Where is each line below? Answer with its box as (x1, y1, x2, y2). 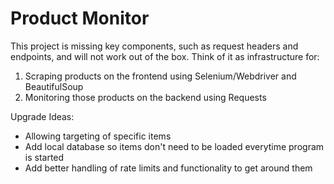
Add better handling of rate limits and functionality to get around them (24, 162, 313, 174)
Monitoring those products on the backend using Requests (24, 91, 267, 103)
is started (24, 151, 65, 163)
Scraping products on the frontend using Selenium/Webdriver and (24, 70, 297, 82)
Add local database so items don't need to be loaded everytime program (24, 140, 325, 152)
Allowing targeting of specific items (24, 130, 172, 142)
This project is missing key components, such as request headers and (10, 40, 299, 52)
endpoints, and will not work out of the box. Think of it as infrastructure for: (10, 50, 320, 62)
